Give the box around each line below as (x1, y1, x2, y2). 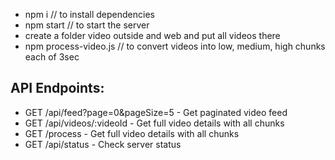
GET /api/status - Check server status (24, 138, 182, 150)
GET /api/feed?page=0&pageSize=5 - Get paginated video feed (24, 106, 288, 118)
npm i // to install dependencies (24, 9, 155, 20)
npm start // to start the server (24, 19, 150, 31)
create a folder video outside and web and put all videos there (24, 30, 281, 41)
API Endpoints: (10, 80, 105, 97)
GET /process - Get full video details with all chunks (24, 127, 240, 139)
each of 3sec (24, 51, 80, 63)
